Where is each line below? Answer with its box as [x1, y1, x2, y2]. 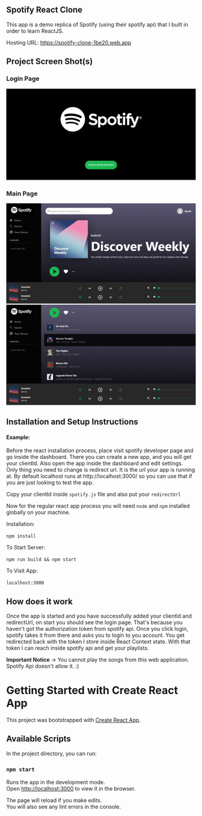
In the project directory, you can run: [6, 750, 97, 757]
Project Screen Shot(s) [6, 57, 93, 67]
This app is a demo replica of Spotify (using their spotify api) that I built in [6, 21, 188, 28]
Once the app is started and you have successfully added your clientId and [6, 612, 192, 619]
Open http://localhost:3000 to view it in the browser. [6, 785, 136, 792]
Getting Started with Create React [6, 684, 179, 697]
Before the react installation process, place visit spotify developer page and [6, 447, 194, 454]
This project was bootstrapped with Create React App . [6, 716, 141, 723]
